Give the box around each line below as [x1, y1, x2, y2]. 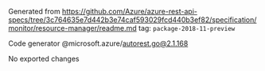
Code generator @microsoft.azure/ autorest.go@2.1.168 [8, 39, 189, 48]
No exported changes [8, 54, 80, 63]
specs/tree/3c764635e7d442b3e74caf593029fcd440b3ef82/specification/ [8, 15, 257, 24]
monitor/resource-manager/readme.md [8, 24, 137, 32]
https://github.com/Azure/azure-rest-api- [62, 7, 197, 16]
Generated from [8, 7, 61, 16]
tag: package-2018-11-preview [138, 24, 236, 32]
